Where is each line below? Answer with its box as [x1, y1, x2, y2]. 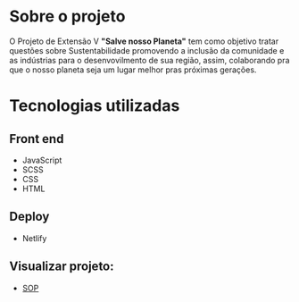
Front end [9, 131, 64, 147]
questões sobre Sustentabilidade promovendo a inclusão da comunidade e [9, 45, 285, 55]
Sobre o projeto [9, 6, 126, 27]
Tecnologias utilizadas [9, 96, 180, 116]
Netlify [21, 232, 47, 243]
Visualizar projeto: [9, 259, 114, 274]
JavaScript [21, 155, 62, 165]
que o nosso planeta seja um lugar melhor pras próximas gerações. [9, 64, 257, 75]
